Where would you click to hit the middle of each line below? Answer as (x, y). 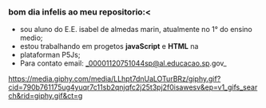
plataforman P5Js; (50, 55)
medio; (31, 38)
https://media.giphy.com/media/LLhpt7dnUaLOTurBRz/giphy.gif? (115, 79)
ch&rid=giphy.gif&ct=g (46, 96)
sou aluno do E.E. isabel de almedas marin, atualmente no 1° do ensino (136, 30)
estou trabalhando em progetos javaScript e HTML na (109, 46)
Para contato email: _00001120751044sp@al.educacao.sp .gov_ (123, 63)
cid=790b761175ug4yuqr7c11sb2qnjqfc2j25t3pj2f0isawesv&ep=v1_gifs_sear (133, 87)
